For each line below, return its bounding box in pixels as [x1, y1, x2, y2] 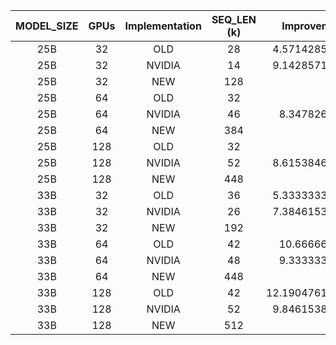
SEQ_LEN [211, 13, 257, 26]
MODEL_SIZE [15, 19, 79, 33]
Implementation [124, 19, 202, 33]
